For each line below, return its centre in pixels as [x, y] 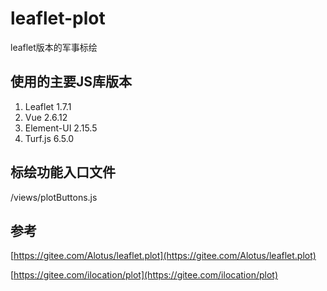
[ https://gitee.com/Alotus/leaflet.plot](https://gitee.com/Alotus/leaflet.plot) [163, 256]
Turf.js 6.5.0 [49, 138]
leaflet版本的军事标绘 [54, 47]
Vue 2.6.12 [46, 117]
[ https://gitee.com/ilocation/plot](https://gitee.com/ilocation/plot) [144, 275]
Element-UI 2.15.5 [61, 128]
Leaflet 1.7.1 [48, 106]
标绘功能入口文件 [63, 172]
